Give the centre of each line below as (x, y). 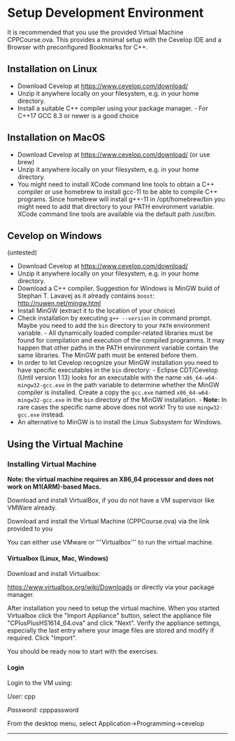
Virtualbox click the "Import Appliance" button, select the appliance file (109, 616)
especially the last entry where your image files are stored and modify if (111, 631)
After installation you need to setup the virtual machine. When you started (114, 608)
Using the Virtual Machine (65, 444)
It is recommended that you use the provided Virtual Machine (95, 32)
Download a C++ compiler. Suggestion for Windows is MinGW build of (119, 289)
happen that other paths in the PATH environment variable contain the (118, 348)
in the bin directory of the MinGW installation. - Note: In (147, 400)
